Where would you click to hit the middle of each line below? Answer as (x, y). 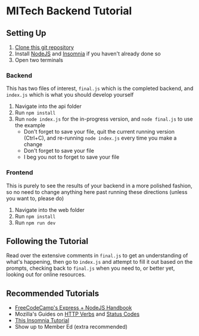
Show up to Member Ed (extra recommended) (71, 327)
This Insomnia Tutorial (42, 320)
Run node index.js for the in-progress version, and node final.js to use (104, 119)
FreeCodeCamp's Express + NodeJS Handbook (73, 308)
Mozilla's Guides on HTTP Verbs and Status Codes (77, 314)
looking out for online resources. (46, 275)
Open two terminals (39, 60)
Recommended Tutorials (53, 293)
